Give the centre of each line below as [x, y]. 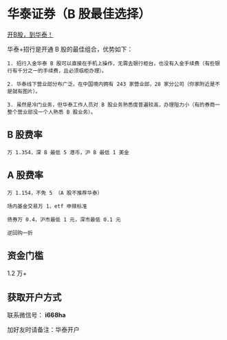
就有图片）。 [26, 91]
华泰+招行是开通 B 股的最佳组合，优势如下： [70, 49]
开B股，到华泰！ [30, 34]
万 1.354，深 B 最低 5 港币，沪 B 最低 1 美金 [68, 152]
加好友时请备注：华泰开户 [43, 330]
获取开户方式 [34, 297]
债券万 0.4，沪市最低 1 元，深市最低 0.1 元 [64, 220]
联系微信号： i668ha [36, 315]
